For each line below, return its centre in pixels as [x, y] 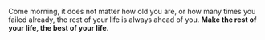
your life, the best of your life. [59, 28]
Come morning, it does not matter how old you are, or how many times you [132, 11]
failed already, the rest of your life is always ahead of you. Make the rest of [132, 20]
